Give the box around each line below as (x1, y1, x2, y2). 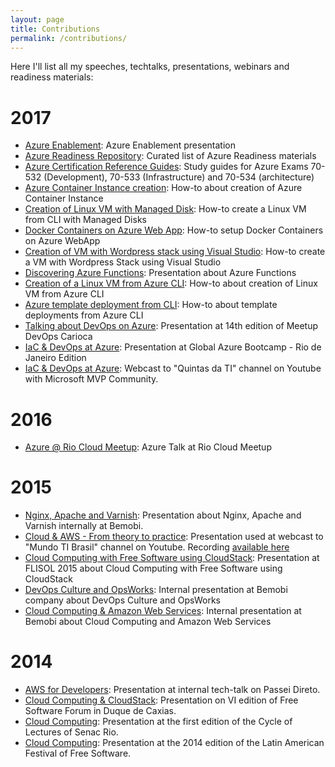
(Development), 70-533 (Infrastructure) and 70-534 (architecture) (43, 171, 315, 183)
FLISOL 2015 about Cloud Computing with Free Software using (24, 562, 283, 575)
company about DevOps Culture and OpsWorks (24, 594, 221, 606)
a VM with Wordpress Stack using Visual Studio (24, 256, 222, 268)
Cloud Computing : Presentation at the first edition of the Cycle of (24, 716, 293, 728)
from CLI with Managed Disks (24, 214, 147, 226)
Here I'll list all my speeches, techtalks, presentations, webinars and (10, 61, 290, 73)
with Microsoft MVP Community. (24, 373, 159, 385)
